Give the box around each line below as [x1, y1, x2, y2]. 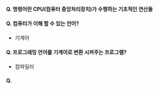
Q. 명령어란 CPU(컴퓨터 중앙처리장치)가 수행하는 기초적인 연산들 [6, 5, 153, 12]
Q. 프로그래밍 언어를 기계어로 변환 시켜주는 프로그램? [6, 49, 127, 56]
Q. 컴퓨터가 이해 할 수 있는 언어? [6, 20, 79, 27]
